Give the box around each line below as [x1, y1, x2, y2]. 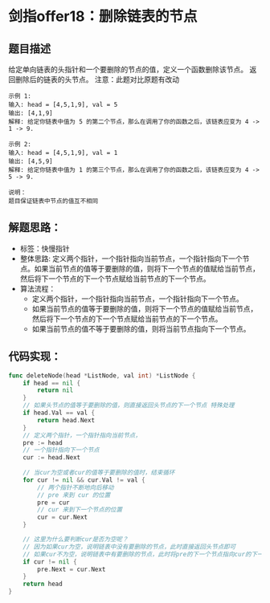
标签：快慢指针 [19, 243, 70, 253]
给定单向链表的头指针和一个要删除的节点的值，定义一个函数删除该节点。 [8, 65, 247, 74]
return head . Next [37, 416, 95, 424]
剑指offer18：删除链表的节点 [8, 7, 198, 26]
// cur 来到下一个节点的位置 [37, 506, 123, 514]
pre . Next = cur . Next [37, 565, 106, 573]
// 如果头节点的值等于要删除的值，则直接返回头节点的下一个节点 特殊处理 [22, 401, 235, 409]
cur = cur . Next [37, 513, 88, 522]
